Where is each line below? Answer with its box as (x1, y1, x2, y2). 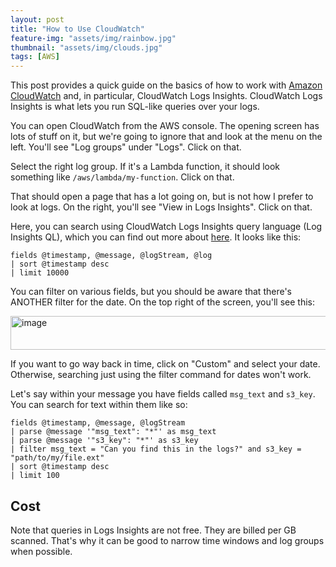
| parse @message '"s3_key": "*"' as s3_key (10, 436, 199, 446)
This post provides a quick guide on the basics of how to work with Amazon (10, 79, 323, 91)
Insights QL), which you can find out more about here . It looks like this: (10, 231, 302, 243)
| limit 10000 (10, 268, 70, 278)
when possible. (10, 545, 73, 557)
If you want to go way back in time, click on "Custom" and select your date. (10, 358, 321, 370)
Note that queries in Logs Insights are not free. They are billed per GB (10, 524, 297, 536)
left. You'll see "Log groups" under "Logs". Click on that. (10, 141, 242, 153)
